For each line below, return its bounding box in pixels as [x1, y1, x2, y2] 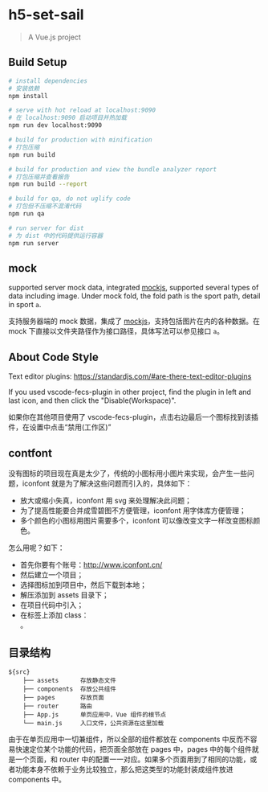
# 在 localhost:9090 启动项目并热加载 [8, 114, 127, 122]
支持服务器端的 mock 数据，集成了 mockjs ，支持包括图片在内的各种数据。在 [8, 316, 261, 326]
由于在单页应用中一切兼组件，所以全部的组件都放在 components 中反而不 [8, 734, 251, 744]
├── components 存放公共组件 [22, 685, 116, 693]
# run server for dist [8, 224, 84, 232]
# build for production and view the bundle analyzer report [8, 165, 217, 174]
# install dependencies [8, 76, 88, 85]
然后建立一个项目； [19, 569, 84, 580]
